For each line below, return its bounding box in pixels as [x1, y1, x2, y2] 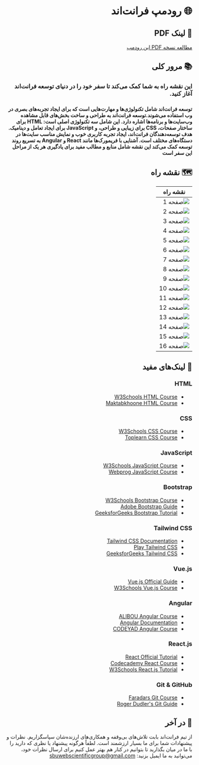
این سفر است [162, 150, 193, 157]
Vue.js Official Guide [128, 578, 178, 585]
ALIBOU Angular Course [119, 612, 178, 620]
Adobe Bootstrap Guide [120, 503, 178, 510]
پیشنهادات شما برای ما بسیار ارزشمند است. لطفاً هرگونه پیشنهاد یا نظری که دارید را [9, 739, 193, 746]
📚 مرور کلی [151, 61, 193, 72]
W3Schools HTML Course [114, 393, 178, 400]
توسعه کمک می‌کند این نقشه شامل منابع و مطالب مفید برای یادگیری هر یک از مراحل [12, 143, 193, 150]
